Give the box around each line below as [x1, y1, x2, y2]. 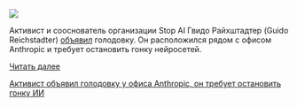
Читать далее [9, 61, 60, 72]
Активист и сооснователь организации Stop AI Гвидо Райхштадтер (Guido [9, 26, 289, 35]
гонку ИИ [9, 88, 44, 98]
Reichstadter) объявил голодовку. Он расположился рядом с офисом [9, 34, 272, 45]
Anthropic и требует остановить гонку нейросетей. [9, 44, 202, 54]
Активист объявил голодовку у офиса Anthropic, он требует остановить [9, 79, 282, 88]
